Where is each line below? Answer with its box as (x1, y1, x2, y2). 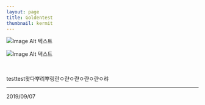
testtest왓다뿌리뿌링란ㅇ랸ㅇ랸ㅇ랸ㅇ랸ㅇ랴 (6, 75, 109, 83)
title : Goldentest (6, 15, 53, 21)
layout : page (6, 8, 40, 15)
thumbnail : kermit (6, 20, 53, 26)
